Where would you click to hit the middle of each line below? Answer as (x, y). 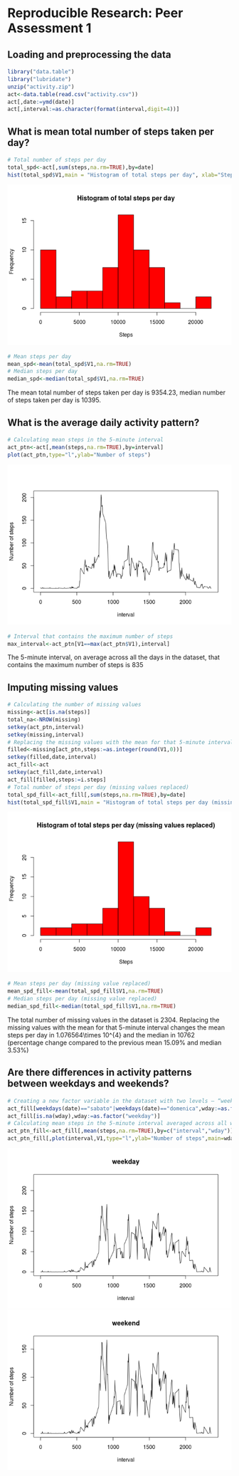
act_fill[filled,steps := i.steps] (57, 780)
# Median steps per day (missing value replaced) (83, 999)
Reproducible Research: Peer (95, 13)
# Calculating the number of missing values (74, 705)
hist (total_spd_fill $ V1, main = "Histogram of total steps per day (108, 802)
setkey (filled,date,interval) (52, 757)
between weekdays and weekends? (88, 1084)
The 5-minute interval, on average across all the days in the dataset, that (114, 657)
